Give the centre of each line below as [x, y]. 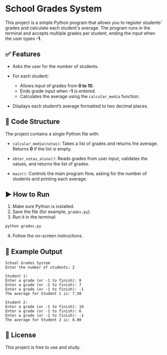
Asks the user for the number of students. [55, 66]
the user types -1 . [23, 38]
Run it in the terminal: [34, 217]
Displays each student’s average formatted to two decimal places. [80, 106]
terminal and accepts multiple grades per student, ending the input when [80, 33]
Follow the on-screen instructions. [48, 236]
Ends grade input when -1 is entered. [58, 91]
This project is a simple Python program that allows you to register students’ [84, 22]
